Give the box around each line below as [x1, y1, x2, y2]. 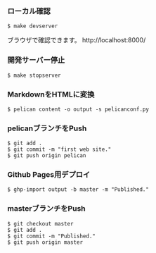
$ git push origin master [7, 238, 83, 246]
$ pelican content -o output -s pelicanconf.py [7, 106, 150, 113]
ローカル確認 [7, 6, 51, 16]
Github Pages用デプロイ [7, 170, 91, 180]
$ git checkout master [7, 220, 74, 227]
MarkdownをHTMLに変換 [7, 90, 95, 99]
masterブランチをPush [7, 204, 86, 214]
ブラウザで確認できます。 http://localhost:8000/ [7, 36, 146, 44]
